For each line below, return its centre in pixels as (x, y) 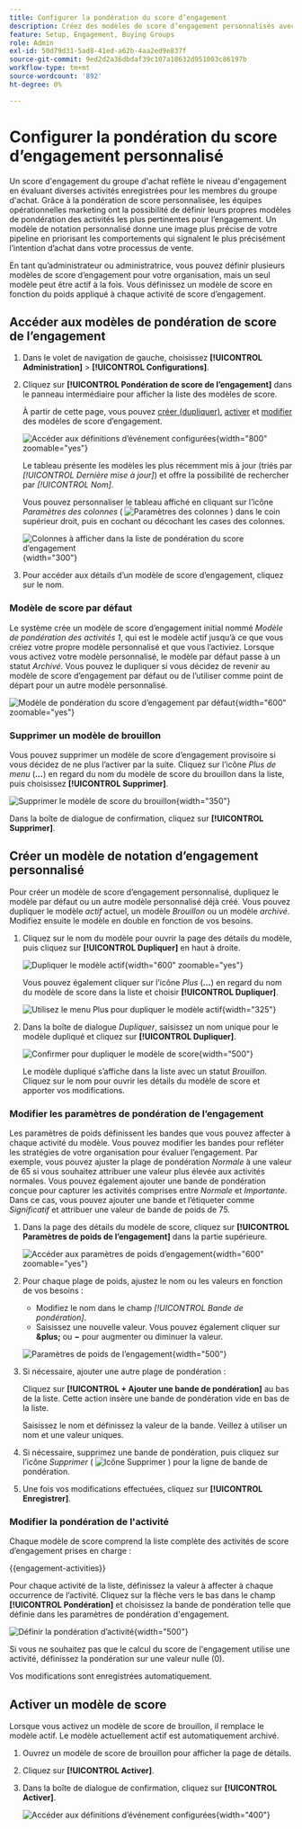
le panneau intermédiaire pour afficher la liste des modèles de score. (150, 394)
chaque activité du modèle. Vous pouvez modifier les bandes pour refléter (147, 1143)
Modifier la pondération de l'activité (89, 1522)
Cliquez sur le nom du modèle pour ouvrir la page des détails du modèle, (157, 938)
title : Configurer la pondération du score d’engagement (118, 18)
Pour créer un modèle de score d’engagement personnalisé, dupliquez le (144, 892)
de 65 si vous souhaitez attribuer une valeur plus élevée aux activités (137, 1172)
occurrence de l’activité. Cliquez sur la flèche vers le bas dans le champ (142, 1595)
